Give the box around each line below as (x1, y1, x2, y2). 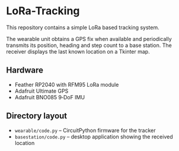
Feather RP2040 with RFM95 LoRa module (14, 81, 119, 88)
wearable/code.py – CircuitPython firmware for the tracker (14, 127, 156, 134)
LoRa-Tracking (6, 4, 80, 18)
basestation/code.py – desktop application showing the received (14, 133, 173, 140)
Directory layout (6, 111, 68, 121)
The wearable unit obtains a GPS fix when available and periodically (6, 35, 172, 42)
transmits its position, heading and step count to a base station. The (6, 42, 172, 49)
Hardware (6, 65, 43, 75)
